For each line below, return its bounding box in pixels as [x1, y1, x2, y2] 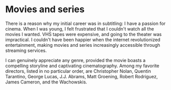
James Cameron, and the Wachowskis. [5, 79, 88, 85]
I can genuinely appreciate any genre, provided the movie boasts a [5, 57, 146, 63]
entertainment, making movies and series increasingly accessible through [5, 42, 161, 48]
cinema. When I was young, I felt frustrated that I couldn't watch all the [5, 25, 154, 32]
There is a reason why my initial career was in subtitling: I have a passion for [5, 20, 166, 26]
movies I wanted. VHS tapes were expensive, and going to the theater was [5, 31, 162, 37]
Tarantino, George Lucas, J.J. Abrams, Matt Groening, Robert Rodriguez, [5, 73, 158, 79]
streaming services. [5, 47, 47, 53]
